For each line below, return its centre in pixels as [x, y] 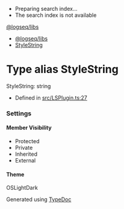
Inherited [26, 154]
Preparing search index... [46, 9]
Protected [27, 141]
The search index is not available [56, 15]
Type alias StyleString [62, 69]
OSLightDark [22, 188]
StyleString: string [29, 86]
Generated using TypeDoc [39, 199]
